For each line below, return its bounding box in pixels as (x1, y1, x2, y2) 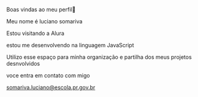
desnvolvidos (6, 60, 40, 67)
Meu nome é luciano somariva (6, 18, 83, 25)
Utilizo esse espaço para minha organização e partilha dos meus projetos (6, 53, 192, 61)
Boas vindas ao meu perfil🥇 (6, 6, 76, 13)
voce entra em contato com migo (6, 72, 90, 79)
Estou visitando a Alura (6, 29, 64, 37)
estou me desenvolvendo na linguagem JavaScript (6, 42, 134, 49)
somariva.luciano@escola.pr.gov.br (6, 83, 96, 91)
